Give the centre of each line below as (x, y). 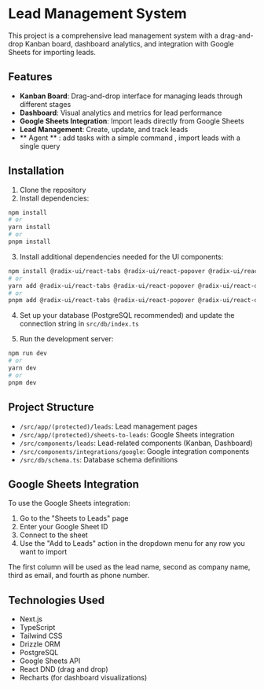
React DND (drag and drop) (64, 669)
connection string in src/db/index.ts (79, 324)
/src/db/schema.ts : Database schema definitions (99, 459)
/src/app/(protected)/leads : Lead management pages (108, 426)
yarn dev (22, 368)
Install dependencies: (54, 198)
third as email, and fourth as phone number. (79, 576)
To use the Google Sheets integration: (70, 503)
